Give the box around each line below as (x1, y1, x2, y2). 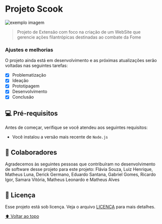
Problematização (12, 72, 46, 78)
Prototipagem (12, 83, 40, 89)
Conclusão (12, 94, 34, 100)
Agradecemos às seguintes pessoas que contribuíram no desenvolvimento (5, 161, 156, 167)
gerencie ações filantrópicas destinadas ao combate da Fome (17, 34, 142, 40)
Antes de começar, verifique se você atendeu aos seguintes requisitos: (5, 124, 148, 130)
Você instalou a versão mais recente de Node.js (12, 134, 108, 140)
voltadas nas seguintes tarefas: (5, 62, 68, 69)
